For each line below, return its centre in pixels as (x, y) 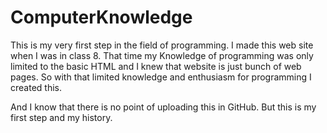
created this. (36, 87)
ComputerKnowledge (101, 17)
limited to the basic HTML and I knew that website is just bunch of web (156, 66)
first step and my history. (61, 117)
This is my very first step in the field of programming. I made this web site (162, 45)
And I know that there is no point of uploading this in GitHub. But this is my (163, 107)
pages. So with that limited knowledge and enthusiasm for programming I (161, 77)
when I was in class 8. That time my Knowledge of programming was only (162, 55)
